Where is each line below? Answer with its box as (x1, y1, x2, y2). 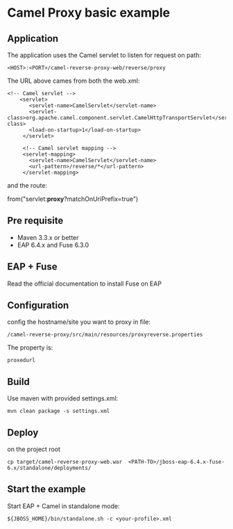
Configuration (7, 300, 69, 311)
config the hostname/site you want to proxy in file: (7, 318, 151, 326)
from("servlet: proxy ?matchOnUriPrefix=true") (7, 195, 139, 203)
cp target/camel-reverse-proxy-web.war (7, 459, 123, 466)
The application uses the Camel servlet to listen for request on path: (7, 51, 202, 59)
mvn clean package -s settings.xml (7, 408, 110, 415)
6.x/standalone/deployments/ (7, 464, 92, 472)
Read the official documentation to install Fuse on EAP (7, 279, 162, 288)
